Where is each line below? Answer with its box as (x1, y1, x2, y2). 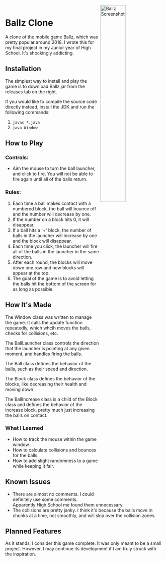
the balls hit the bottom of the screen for (12, 280, 97, 287)
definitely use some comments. (12, 496, 78, 502)
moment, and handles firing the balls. (5, 351, 82, 357)
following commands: (5, 109, 50, 115)
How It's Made (5, 301, 52, 309)
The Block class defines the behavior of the (5, 375, 96, 381)
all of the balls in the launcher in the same (12, 248, 99, 254)
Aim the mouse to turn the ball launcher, (12, 165, 96, 172)
